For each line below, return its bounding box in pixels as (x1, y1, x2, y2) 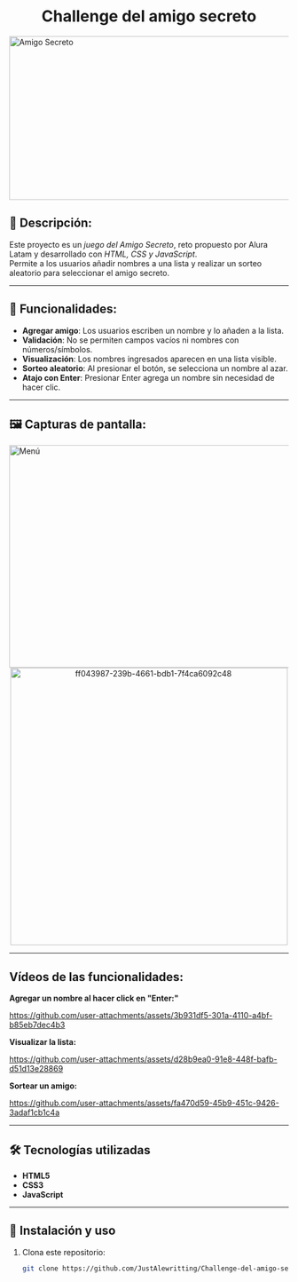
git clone (21, 1263, 59, 1273)
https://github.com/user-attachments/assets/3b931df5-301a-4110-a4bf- (9, 1010, 273, 1021)
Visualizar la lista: (9, 1037, 77, 1048)
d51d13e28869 (9, 1064, 64, 1074)
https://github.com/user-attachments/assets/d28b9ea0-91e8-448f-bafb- (9, 1054, 278, 1064)
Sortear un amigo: (9, 1080, 77, 1091)
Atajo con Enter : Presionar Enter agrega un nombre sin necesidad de (21, 372, 275, 383)
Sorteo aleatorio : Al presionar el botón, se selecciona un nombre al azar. (21, 362, 288, 374)
